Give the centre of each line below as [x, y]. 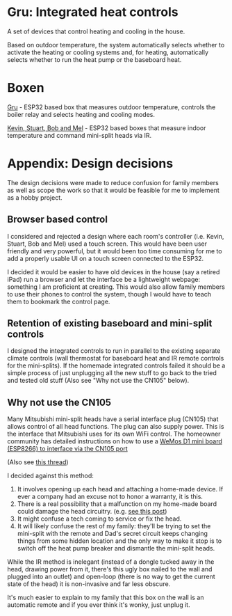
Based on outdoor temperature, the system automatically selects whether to [116, 45]
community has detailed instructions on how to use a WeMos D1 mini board [115, 441]
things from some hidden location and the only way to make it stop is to [119, 541]
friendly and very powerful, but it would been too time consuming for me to [115, 251]
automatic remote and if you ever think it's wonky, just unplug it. [99, 605]
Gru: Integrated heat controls [93, 12]
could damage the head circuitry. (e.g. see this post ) [92, 512]
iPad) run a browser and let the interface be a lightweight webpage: [104, 279]
